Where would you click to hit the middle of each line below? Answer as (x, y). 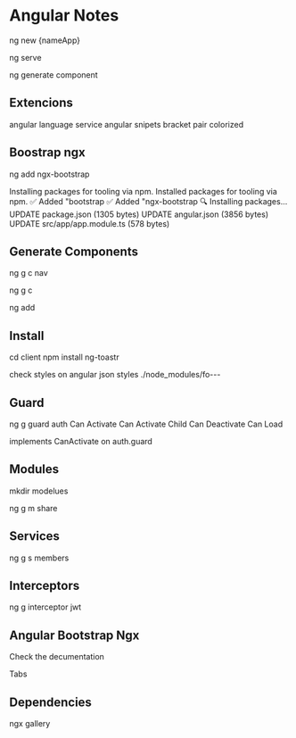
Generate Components (74, 251)
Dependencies (50, 702)
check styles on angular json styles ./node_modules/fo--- (115, 375)
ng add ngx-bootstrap (49, 174)
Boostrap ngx (48, 153)
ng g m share (33, 508)
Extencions (41, 103)
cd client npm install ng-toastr (64, 357)
